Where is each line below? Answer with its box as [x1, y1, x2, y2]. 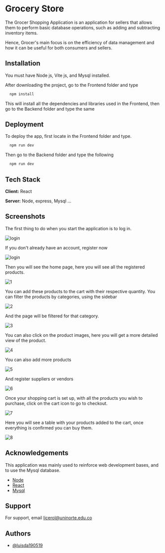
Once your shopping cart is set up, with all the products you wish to [5, 395, 143, 401]
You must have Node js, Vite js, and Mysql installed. [5, 72, 110, 78]
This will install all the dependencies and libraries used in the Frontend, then [5, 100, 160, 107]
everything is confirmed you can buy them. [5, 425, 93, 430]
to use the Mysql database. [5, 467, 61, 473]
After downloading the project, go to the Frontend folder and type [5, 82, 138, 88]
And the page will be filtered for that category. [5, 313, 99, 319]
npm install [9, 91, 35, 97]
